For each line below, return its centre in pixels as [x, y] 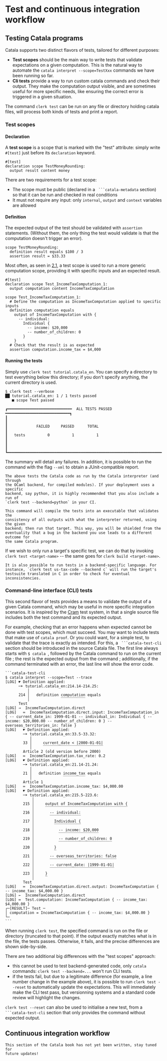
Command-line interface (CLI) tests [49, 590]
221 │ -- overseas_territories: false [70, 856]
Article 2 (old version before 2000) [62, 751]
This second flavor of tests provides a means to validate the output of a [78, 601]
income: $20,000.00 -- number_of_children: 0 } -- [59, 721]
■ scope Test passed [33, 400]
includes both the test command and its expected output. [64, 617]
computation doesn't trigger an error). [44, 238]
